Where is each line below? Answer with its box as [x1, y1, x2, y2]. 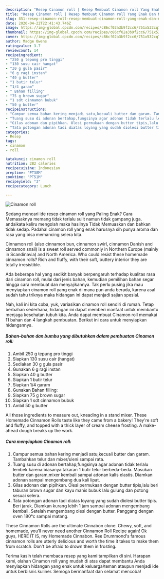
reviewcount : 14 [5, 48, 38, 53]
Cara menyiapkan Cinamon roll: [5, 439, 72, 444]
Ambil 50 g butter [12, 402, 48, 408]
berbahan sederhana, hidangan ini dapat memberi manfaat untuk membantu [5, 306, 159, 312]
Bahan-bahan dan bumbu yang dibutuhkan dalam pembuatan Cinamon [5, 333, 155, 339]
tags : [5, 139, 17, 144]
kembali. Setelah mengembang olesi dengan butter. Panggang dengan [12, 508, 154, 514]
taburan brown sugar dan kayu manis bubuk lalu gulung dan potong [12, 487, 149, 493]
